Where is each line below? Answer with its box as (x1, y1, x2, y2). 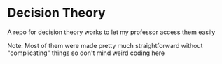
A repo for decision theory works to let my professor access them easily (7, 28, 216, 36)
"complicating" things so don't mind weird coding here (7, 49, 165, 57)
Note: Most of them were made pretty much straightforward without (7, 41, 203, 49)
